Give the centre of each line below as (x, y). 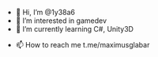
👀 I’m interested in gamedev (61, 21)
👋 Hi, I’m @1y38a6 (45, 12)
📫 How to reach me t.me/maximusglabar (83, 45)
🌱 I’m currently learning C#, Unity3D (75, 29)
